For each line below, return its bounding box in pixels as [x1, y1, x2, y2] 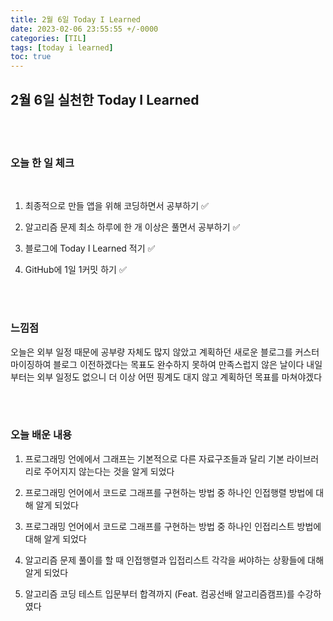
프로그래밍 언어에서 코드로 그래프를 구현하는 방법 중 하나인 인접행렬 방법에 [24, 486, 314, 498]
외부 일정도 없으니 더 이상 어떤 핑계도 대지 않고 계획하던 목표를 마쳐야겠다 [36, 371, 323, 383]
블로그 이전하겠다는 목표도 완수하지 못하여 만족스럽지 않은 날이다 [53, 358, 305, 370]
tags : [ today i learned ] [10, 42, 114, 53]
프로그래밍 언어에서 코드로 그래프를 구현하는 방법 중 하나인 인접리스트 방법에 [24, 520, 322, 532]
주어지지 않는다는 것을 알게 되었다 [43, 465, 175, 477]
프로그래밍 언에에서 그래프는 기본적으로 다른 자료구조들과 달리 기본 [24, 452, 285, 465]
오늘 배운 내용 [10, 428, 73, 442]
